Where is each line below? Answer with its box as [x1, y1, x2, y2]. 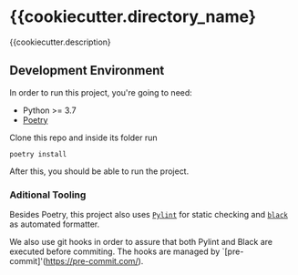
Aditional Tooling [9, 188, 87, 201]
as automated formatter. [9, 219, 100, 229]
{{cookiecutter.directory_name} [9, 6, 257, 27]
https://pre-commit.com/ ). [45, 256, 144, 267]
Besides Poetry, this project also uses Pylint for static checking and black [9, 209, 289, 220]
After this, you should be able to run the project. [9, 166, 190, 177]
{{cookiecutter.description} [9, 36, 111, 47]
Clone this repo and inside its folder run [9, 132, 158, 143]
